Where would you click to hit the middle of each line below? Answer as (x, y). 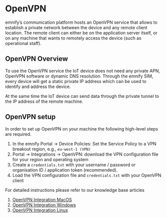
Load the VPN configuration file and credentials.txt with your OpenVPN (87, 175)
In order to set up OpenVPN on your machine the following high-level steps (82, 129)
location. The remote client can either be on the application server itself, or (81, 33)
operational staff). (23, 43)
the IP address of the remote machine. (44, 101)
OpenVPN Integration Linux (40, 210)
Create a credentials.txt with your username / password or (74, 165)
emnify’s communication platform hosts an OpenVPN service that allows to (81, 22)
